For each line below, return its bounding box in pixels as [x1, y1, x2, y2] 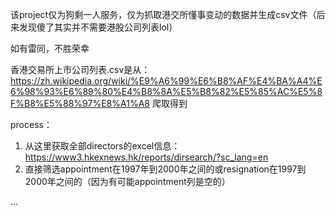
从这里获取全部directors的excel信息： [24, 140, 181, 152]
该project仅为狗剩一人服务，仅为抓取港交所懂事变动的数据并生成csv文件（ [10, 9, 317, 20]
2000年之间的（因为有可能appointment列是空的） [24, 176, 231, 187]
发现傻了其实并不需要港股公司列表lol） [18, 21, 178, 33]
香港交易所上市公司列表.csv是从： [10, 64, 151, 75]
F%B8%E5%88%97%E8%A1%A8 [10, 98, 150, 109]
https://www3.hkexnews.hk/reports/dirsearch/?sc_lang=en [24, 151, 269, 163]
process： [10, 119, 53, 130]
